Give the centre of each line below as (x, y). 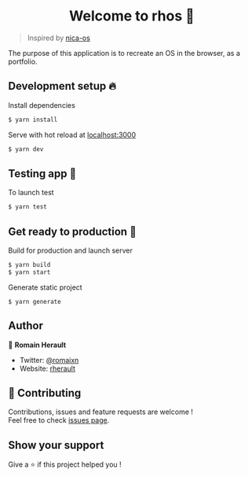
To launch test (31, 193)
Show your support (56, 445)
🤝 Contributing (45, 393)
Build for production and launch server (71, 250)
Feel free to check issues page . (59, 420)
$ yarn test (27, 207)
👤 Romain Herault (37, 345)
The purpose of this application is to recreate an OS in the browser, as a (124, 53)
